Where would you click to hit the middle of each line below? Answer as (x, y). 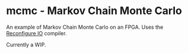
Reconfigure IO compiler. (36, 33)
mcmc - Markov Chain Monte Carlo (94, 11)
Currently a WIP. (26, 45)
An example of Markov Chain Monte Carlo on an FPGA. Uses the (85, 27)
